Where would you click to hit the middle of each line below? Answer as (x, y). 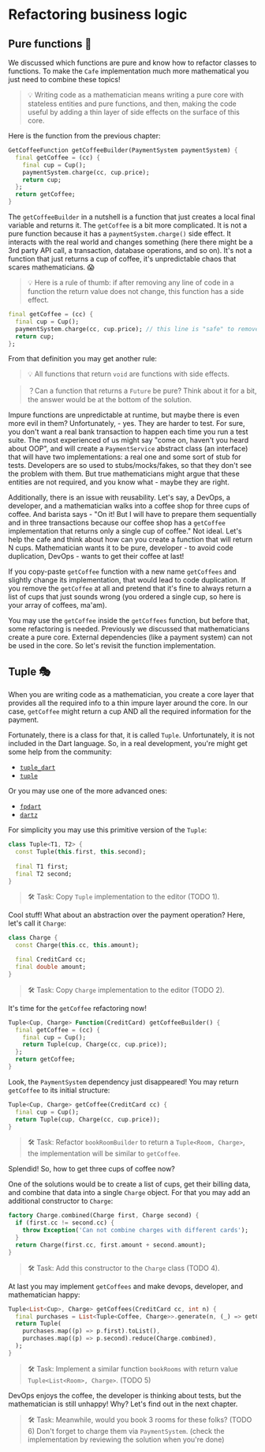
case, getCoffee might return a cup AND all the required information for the (130, 711)
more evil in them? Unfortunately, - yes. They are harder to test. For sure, (127, 424)
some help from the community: (60, 752)
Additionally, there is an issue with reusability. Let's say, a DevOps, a (119, 498)
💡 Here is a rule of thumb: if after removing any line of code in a (131, 283)
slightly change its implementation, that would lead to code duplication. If (127, 580)
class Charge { (33, 938)
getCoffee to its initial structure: (59, 1090)
